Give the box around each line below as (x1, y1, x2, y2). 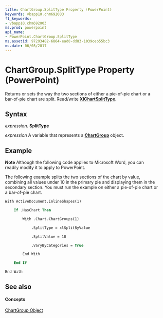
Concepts (5, 297, 25, 302)
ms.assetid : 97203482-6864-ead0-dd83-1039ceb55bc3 (5, 39, 110, 44)
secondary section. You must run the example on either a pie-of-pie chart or (5, 185, 158, 190)
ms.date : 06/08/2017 (5, 43, 47, 48)
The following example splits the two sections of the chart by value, (5, 174, 141, 180)
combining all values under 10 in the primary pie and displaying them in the (5, 179, 155, 185)
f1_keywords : (5, 16, 32, 21)
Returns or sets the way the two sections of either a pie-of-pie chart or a (5, 91, 151, 96)
